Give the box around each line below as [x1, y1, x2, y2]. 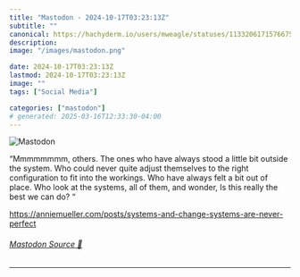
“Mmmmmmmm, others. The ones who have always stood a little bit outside [9, 154, 288, 164]
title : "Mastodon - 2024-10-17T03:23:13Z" [9, 13, 170, 22]
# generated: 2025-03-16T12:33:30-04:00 [9, 112, 162, 121]
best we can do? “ [9, 191, 76, 202]
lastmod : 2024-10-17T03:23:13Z [9, 71, 126, 80]
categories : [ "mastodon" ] [9, 104, 105, 113]
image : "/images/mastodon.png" [9, 46, 126, 55]
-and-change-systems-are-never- [157, 209, 284, 220]
